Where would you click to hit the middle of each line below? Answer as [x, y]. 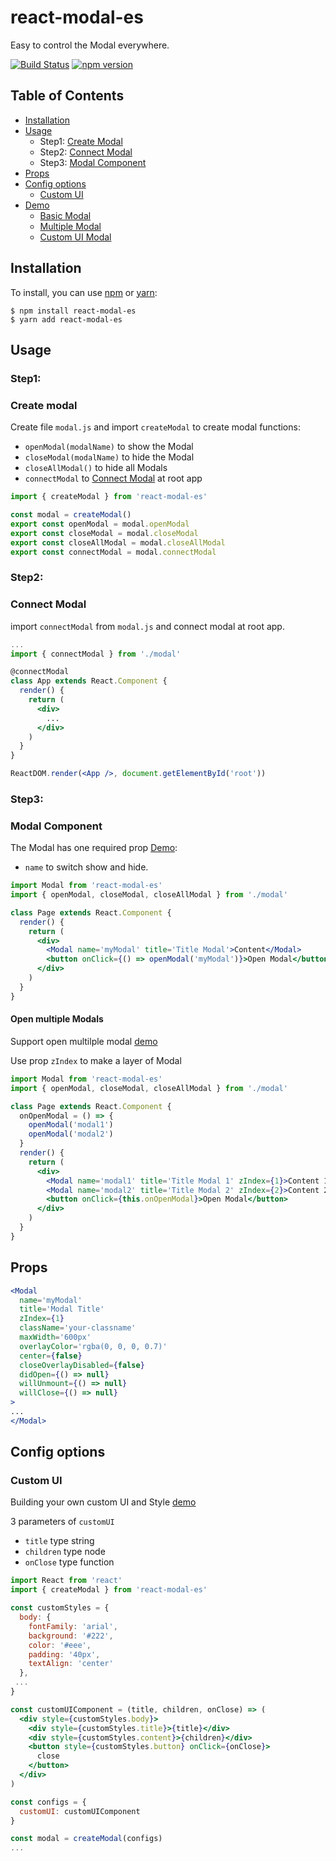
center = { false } [51, 1356]
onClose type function [69, 1562]
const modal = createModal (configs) [86, 1839]
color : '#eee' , [60, 1645]
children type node [65, 1552]
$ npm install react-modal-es [73, 311]
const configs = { [48, 1802]
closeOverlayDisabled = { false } [82, 1365]
